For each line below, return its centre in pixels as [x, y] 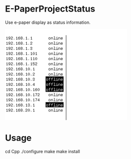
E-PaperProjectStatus [50, 9]
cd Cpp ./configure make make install [43, 151]
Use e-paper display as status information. [48, 22]
